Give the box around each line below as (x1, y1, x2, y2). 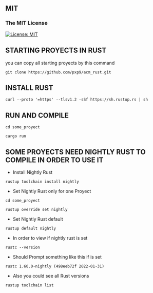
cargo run (5, 133, 27, 139)
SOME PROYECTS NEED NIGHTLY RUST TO (5, 147, 146, 156)
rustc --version (5, 245, 40, 250)
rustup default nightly (5, 226, 56, 231)
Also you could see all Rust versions (12, 272, 89, 279)
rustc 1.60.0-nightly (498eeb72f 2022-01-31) (5, 264, 104, 269)
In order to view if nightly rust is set (12, 235, 88, 241)
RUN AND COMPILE (5, 111, 69, 120)
